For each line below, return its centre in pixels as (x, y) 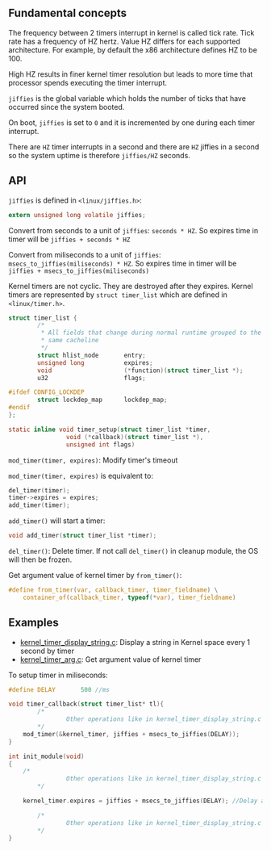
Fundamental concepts (68, 13)
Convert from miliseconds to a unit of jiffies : (85, 254)
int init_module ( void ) (46, 756)
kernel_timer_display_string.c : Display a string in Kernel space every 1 (135, 642)
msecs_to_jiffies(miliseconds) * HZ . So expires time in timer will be (123, 263)
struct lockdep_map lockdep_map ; (102, 400)
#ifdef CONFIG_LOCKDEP (46, 392)
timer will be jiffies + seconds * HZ (69, 239)
